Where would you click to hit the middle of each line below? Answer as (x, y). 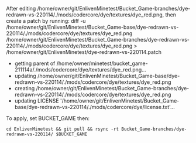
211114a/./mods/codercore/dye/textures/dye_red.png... (80, 69)
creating (25, 88)
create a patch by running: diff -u (46, 21)
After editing (21, 8)
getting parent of (35, 63)
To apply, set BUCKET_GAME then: (48, 118)
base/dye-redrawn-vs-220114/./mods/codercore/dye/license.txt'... (94, 107)
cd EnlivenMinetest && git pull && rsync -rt (62, 129)
